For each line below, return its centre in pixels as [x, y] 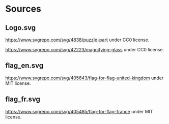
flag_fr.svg [23, 99]
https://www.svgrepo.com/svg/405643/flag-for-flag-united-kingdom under [84, 78]
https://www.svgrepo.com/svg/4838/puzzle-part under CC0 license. [77, 40]
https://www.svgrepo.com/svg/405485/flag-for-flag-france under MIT [79, 111]
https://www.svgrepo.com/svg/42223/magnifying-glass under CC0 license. [85, 50]
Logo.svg [21, 28]
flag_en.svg [24, 66]
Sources [23, 9]
